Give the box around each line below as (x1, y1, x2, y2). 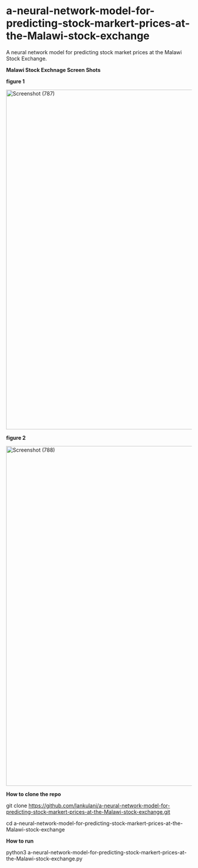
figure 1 (6, 78, 25, 85)
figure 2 (6, 434, 26, 441)
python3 (6, 849, 27, 856)
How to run (6, 837, 34, 844)
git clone (6, 802, 28, 809)
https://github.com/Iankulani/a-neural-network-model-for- (28, 802, 170, 809)
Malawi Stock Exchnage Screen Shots (6, 66, 101, 73)
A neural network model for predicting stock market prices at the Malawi (6, 48, 182, 55)
